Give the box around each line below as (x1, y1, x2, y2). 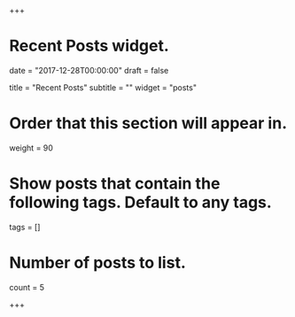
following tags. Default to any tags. (9, 192, 272, 213)
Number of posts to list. (9, 253, 186, 273)
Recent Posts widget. (9, 36, 170, 56)
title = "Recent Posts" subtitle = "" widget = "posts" (9, 81, 198, 93)
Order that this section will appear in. (9, 113, 288, 134)
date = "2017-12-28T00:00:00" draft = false (9, 65, 169, 75)
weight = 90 (9, 143, 53, 153)
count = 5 (9, 282, 44, 292)
